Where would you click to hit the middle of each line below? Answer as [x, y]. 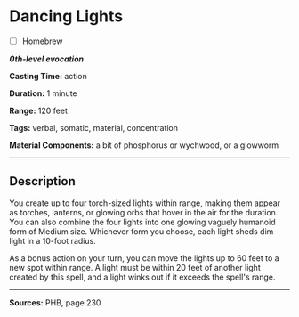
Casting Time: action [48, 76]
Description [42, 181]
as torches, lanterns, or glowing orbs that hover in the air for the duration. [144, 212]
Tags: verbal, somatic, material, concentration [93, 128]
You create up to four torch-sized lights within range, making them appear [145, 203]
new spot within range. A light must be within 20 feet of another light [135, 267]
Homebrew [42, 41]
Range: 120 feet [39, 110]
